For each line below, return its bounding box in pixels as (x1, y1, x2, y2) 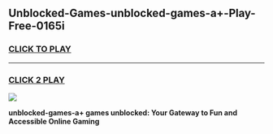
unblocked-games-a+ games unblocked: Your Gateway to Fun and (8, 107, 238, 117)
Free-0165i (8, 19, 65, 33)
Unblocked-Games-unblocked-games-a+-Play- (8, 6, 256, 20)
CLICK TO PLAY (8, 44, 71, 55)
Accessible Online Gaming (8, 116, 100, 126)
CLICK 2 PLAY (8, 74, 65, 85)
